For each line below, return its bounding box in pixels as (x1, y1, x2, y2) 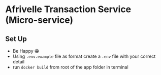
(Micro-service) (5, 14, 74, 26)
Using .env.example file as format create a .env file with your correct (12, 53, 156, 59)
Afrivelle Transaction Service (5, 4, 132, 15)
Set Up (5, 34, 27, 43)
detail (12, 59, 24, 64)
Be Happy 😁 (12, 48, 40, 54)
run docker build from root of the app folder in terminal (12, 64, 128, 70)
